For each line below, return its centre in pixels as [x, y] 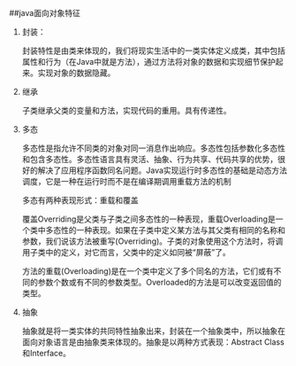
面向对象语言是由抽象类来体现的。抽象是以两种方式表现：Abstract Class [153, 342]
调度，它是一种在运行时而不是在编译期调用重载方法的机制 [126, 181]
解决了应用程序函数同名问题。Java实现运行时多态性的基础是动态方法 [163, 170]
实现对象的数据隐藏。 [76, 73]
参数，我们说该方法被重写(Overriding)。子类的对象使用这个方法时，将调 [152, 241]
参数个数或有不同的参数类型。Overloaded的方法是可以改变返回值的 [159, 282]
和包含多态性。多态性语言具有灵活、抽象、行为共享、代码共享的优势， [150, 159]
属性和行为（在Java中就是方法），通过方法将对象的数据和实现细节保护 [149, 62]
